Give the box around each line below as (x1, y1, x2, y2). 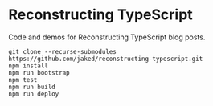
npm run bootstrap (8, 68, 70, 77)
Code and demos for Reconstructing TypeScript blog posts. (8, 32, 206, 42)
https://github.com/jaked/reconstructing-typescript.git (8, 55, 203, 63)
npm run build (8, 83, 56, 91)
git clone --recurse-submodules (8, 47, 117, 55)
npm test (8, 75, 38, 84)
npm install (8, 62, 48, 70)
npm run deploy (8, 90, 59, 98)
